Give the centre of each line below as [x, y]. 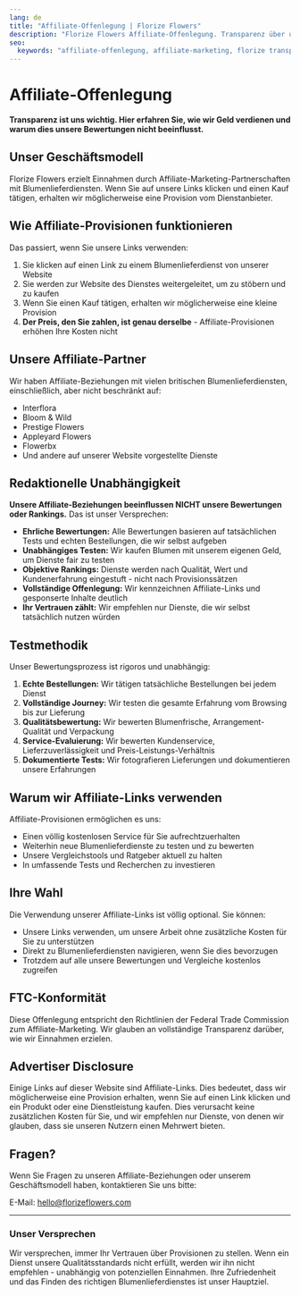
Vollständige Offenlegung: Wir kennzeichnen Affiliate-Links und [141, 589]
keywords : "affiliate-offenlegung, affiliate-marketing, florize [142, 51]
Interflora [39, 408]
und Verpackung [83, 732]
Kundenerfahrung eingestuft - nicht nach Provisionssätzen [130, 579]
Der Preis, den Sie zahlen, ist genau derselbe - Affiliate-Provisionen [148, 322]
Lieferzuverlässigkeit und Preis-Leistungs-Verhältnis [119, 751]
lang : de [25, 17]
